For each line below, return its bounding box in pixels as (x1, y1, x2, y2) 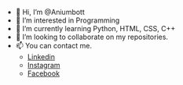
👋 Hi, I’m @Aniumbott (15, 8, 85, 16)
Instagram (27, 61, 60, 69)
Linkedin (27, 52, 55, 62)
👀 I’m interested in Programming (15, 16, 120, 25)
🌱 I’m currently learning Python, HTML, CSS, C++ (15, 24, 176, 33)
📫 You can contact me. (15, 41, 93, 50)
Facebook (27, 69, 60, 78)
